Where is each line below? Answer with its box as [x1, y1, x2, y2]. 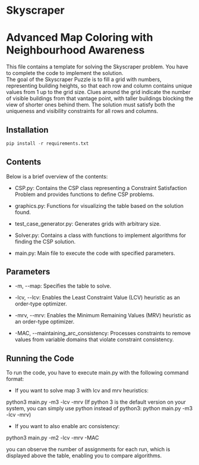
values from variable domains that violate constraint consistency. [14, 336, 174, 343]
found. [14, 208, 31, 216]
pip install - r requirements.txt [6, 141, 89, 146]
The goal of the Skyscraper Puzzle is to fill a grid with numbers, [6, 76, 162, 83]
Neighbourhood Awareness [6, 43, 145, 57]
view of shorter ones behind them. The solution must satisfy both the [6, 101, 175, 108]
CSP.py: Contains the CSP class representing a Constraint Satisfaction [14, 184, 187, 191]
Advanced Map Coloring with [6, 31, 153, 45]
